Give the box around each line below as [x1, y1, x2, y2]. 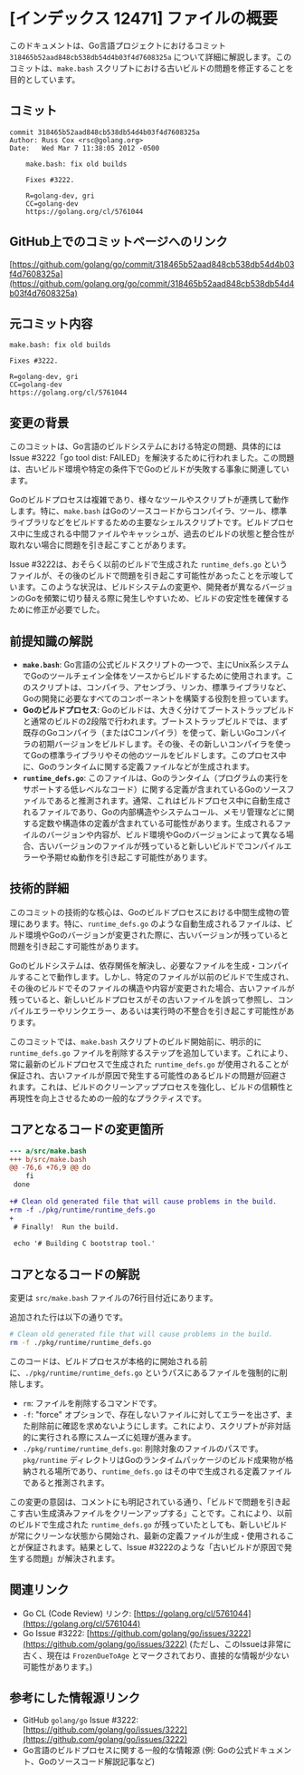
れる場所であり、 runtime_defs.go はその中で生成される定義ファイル [38, 1466, 292, 1477]
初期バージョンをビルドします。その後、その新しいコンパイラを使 [38, 738, 284, 749]
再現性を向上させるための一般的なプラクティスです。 [9, 1092, 206, 1103]
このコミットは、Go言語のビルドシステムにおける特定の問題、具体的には [9, 441, 282, 452]
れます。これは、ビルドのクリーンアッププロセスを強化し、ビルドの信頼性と [9, 1081, 294, 1092]
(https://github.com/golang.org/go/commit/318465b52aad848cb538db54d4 [9, 278, 295, 288]
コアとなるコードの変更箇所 [9, 1122, 164, 1137]
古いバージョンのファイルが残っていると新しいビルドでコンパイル [38, 841, 284, 851]
